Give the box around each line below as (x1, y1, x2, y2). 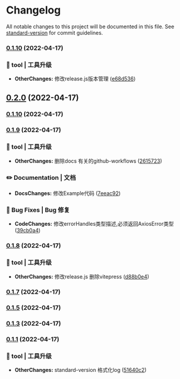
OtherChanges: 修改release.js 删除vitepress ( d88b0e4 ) (14, 273, 150, 280)
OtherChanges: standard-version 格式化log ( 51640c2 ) (14, 367, 147, 374)
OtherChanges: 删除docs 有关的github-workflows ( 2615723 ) (14, 157, 162, 165)
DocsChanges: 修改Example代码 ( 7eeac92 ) (14, 189, 121, 197)
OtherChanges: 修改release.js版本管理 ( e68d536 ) (14, 75, 136, 82)
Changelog (6, 4, 61, 17)
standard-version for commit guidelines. (6, 29, 103, 36)
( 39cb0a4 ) (14, 227, 41, 234)
